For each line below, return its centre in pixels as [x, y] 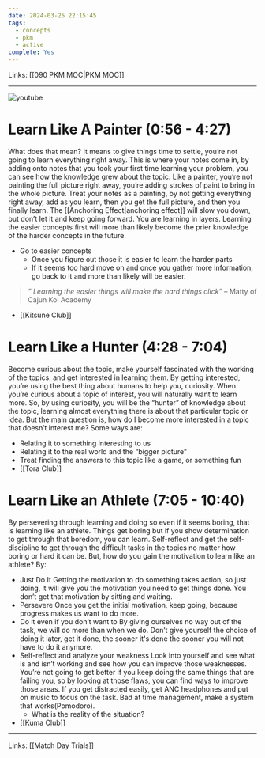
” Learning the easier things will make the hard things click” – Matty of [142, 291]
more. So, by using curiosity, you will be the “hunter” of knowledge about [127, 402]
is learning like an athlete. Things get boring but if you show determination [129, 530]
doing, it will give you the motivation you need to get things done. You [133, 588]
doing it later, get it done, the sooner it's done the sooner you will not [132, 639]
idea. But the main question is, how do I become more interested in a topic [129, 419]
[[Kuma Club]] [42, 722]
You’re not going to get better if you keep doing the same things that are [137, 672]
